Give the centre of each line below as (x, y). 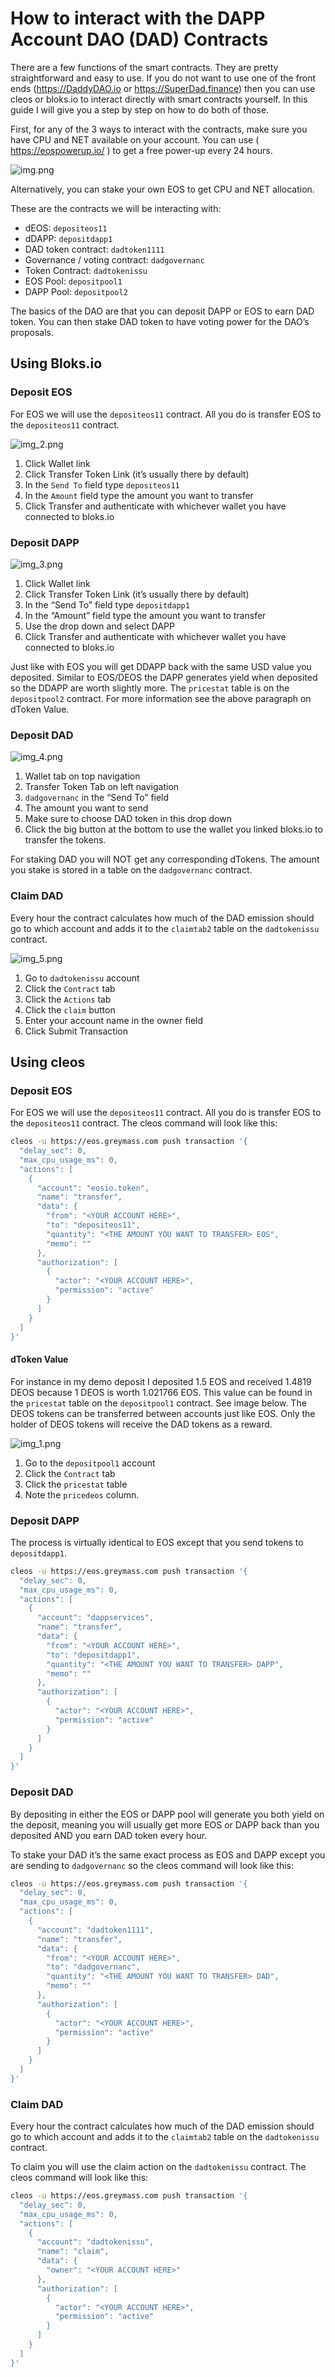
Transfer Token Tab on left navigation (102, 787)
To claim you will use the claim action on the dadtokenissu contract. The (158, 2167)
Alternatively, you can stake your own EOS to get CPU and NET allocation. (162, 189)
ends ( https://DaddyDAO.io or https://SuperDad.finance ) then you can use (163, 88)
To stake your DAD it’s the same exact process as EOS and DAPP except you (168, 1854)
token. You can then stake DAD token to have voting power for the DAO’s (160, 321)
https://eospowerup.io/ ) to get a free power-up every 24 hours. (141, 150)
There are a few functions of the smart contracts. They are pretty (144, 67)
